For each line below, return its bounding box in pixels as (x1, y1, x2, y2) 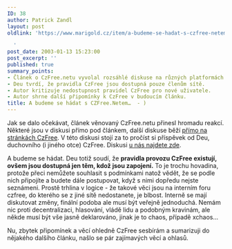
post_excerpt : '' (7, 55, 57, 62)
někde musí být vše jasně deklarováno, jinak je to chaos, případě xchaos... (7, 213, 219, 221)
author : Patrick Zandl (7, 17, 72, 24)
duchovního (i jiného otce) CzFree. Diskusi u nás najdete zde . (7, 141, 182, 149)
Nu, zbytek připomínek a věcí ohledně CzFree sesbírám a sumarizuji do (7, 226, 210, 234)
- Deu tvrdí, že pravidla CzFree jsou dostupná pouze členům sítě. (7, 80, 206, 87)
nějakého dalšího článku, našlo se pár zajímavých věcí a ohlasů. (7, 234, 188, 242)
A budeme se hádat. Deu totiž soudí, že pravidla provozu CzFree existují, (7, 154, 217, 163)
